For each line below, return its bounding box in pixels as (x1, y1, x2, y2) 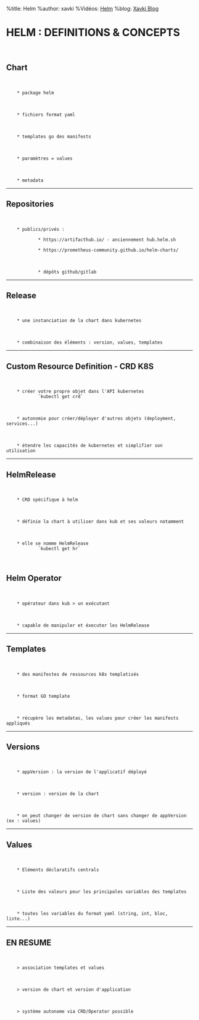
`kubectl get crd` (37, 394, 84, 400)
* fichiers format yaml (17, 112, 76, 117)
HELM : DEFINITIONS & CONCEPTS (6, 26, 181, 39)
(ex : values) (6, 818, 41, 824)
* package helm (17, 90, 54, 96)
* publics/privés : (17, 226, 65, 232)
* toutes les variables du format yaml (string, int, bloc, (17, 911, 168, 917)
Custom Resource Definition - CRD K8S (6, 361, 154, 371)
